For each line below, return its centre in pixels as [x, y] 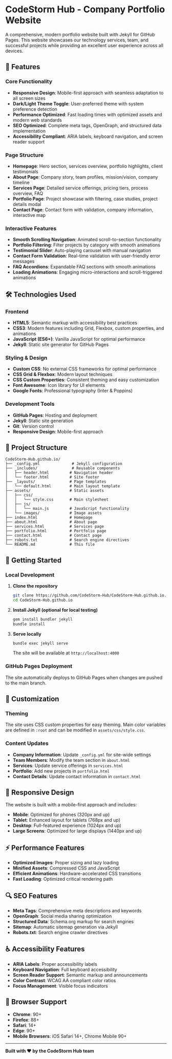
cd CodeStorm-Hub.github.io [42, 600]
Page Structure [25, 155]
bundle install [29, 624]
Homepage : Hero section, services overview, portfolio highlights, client [88, 166]
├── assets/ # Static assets [55, 491]
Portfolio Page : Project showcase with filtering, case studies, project [85, 199]
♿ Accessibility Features [45, 949]
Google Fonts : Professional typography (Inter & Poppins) [73, 391]
